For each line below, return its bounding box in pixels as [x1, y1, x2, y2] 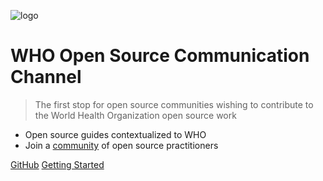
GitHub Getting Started [10, 158, 105, 170]
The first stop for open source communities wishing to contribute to [34, 98, 314, 110]
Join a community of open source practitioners [24, 139, 219, 151]
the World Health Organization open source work [34, 109, 237, 121]
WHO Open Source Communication [10, 45, 310, 67]
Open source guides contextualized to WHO [24, 128, 207, 140]
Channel [10, 66, 82, 89]
